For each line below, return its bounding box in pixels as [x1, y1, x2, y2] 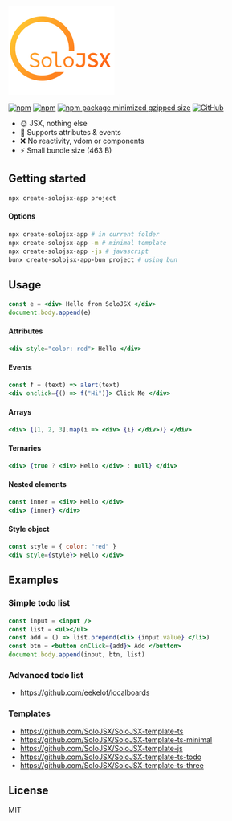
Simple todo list [8, 598, 71, 609]
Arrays [8, 406, 32, 416]
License [8, 784, 49, 798]
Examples [8, 574, 59, 587]
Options [8, 211, 36, 221]
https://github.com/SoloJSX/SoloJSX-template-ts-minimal [19, 734, 213, 745]
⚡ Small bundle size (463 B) [19, 145, 112, 155]
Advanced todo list [8, 670, 84, 681]
